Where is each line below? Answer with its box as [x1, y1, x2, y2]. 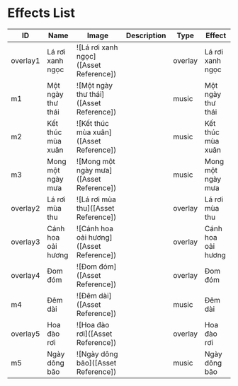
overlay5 [11, 329, 40, 339]
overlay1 [11, 55, 40, 65]
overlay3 [11, 237, 40, 247]
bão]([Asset [76, 358, 117, 368]
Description [125, 30, 166, 40]
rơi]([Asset [76, 329, 113, 339]
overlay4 [11, 270, 40, 280]
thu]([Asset [76, 203, 115, 213]
